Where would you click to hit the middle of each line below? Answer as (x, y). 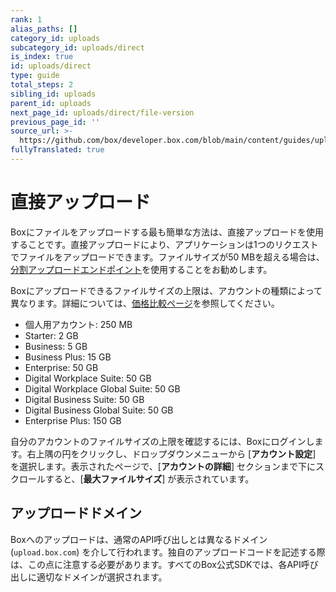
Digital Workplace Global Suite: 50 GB (102, 388)
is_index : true (42, 57)
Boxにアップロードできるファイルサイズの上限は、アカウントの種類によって (166, 290)
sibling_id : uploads (53, 94)
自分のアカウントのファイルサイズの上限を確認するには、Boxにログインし (162, 441)
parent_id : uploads (51, 103)
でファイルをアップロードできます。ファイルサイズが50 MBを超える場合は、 (167, 257)
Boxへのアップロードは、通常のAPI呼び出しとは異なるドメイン (139, 539)
